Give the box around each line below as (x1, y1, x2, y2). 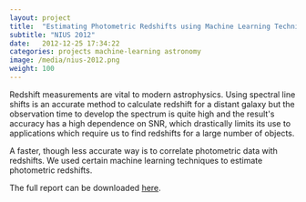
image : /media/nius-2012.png (9, 56, 120, 65)
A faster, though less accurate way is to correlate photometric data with (9, 145, 278, 156)
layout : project (9, 13, 71, 23)
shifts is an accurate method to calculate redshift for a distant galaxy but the (9, 98, 295, 109)
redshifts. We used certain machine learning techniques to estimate (9, 155, 263, 166)
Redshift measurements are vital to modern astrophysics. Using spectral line (9, 88, 296, 100)
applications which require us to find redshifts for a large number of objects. (9, 127, 295, 138)
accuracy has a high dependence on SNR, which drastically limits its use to (9, 117, 291, 128)
